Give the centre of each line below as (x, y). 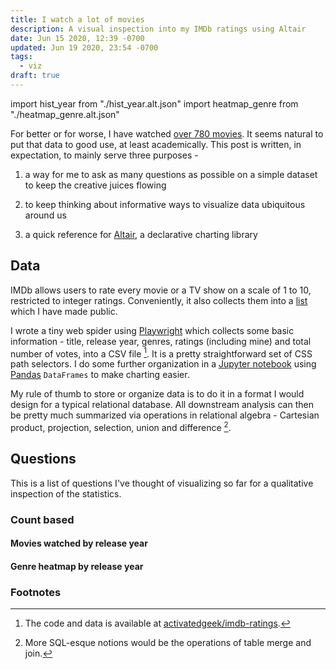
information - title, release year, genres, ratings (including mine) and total (161, 341)
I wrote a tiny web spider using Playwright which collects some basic (152, 330)
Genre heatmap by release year (77, 566)
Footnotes (36, 592)
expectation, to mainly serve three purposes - (104, 155)
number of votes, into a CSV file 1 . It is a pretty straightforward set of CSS (161, 353)
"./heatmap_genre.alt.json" (65, 114)
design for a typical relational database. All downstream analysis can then (162, 405)
